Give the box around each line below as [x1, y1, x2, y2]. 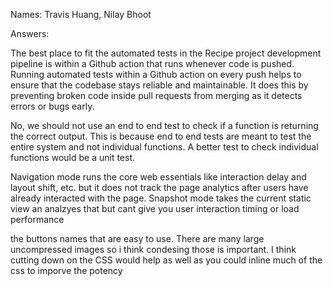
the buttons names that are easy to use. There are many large [10, 233, 265, 244]
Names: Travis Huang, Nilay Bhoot [10, 9, 152, 20]
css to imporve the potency [10, 265, 123, 276]
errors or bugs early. [10, 100, 95, 112]
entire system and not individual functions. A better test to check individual [10, 141, 319, 153]
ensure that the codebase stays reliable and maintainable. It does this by [10, 79, 309, 91]
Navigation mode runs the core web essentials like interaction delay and [10, 171, 307, 183]
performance [10, 214, 65, 225]
